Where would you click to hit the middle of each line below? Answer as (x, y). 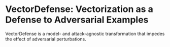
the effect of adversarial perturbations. (46, 39)
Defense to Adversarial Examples (77, 20)
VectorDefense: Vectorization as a (79, 9)
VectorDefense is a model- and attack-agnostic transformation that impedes (85, 33)
